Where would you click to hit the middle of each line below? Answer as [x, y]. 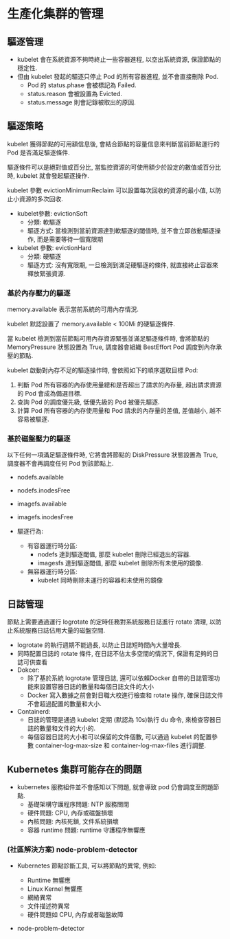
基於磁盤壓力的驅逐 [39, 439]
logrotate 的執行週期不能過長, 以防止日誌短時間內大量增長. [99, 645]
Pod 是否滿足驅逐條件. [38, 152]
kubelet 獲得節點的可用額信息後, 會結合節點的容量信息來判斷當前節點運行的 [113, 144]
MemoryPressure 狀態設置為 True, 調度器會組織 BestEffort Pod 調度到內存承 [115, 347]
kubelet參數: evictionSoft [52, 213]
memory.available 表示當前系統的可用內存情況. [73, 309]
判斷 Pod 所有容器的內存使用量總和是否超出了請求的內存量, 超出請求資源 [119, 385]
